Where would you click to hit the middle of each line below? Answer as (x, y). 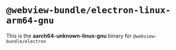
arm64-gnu (30, 21)
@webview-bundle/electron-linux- (89, 10)
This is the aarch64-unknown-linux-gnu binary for (69, 36)
